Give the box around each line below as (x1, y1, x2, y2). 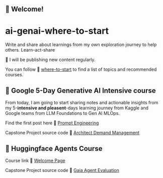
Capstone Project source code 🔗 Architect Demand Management (5, 130, 140, 136)
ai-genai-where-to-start (5, 25, 109, 37)
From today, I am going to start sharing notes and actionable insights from (5, 100, 158, 106)
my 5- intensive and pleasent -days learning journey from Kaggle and (5, 105, 149, 111)
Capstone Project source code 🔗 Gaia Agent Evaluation (5, 167, 120, 173)
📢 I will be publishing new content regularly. (5, 57, 96, 63)
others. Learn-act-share (5, 47, 55, 53)
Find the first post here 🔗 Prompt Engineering (5, 120, 99, 126)
